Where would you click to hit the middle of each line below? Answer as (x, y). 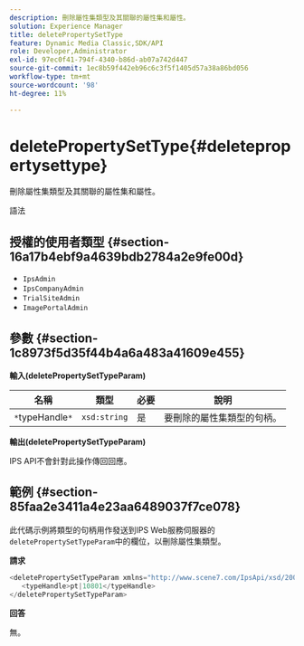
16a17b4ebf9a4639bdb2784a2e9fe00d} (127, 256)
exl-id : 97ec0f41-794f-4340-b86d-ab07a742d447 (99, 60)
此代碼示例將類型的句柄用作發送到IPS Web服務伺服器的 (112, 529)
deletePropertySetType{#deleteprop (150, 146)
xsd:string (104, 418)
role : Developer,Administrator (68, 52)
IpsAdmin (39, 280)
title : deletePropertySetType (66, 34)
